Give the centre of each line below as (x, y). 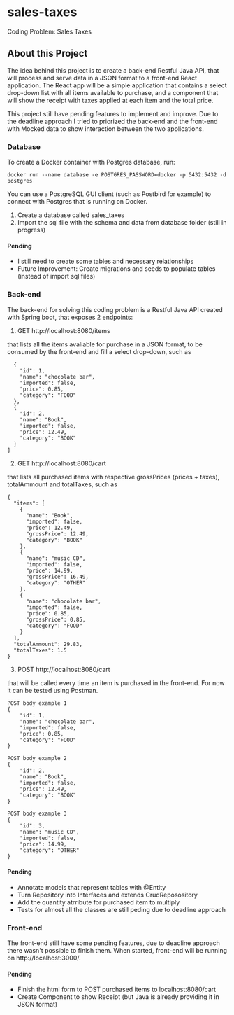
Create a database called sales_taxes (71, 215)
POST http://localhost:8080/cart (64, 669)
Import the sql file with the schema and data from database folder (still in (122, 223)
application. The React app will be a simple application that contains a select (117, 85)
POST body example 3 (37, 813)
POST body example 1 (37, 703)
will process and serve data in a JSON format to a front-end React (102, 78)
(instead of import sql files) (56, 276)
